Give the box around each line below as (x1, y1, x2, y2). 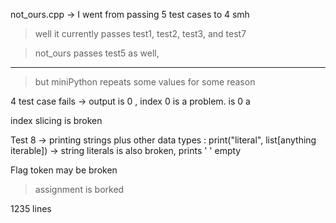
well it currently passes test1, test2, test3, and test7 (34, 28, 247, 39)
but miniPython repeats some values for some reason (34, 76, 256, 88)
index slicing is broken (10, 115, 103, 126)
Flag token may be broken (10, 164, 118, 176)
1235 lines (10, 203, 52, 214)
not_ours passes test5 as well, (34, 47, 160, 59)
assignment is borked (34, 184, 125, 195)
